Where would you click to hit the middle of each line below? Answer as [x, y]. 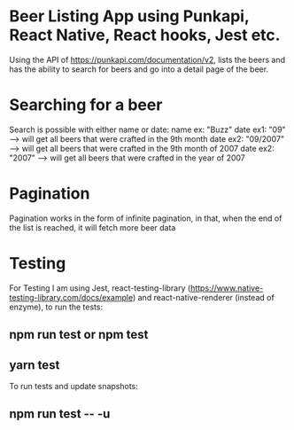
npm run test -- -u [60, 414]
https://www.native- [227, 288]
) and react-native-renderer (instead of [203, 297]
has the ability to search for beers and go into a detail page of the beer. [139, 69]
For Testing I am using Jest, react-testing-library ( [100, 288]
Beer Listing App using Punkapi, [129, 16]
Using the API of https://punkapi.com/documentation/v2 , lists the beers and [147, 59]
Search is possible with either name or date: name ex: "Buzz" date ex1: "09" [147, 129]
